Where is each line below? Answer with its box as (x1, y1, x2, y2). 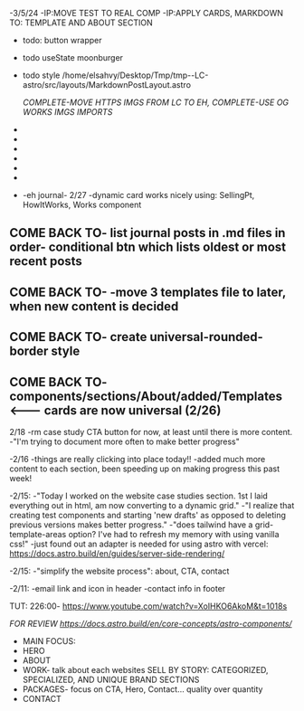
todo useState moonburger (22, 52, 124, 62)
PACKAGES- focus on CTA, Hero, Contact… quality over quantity (22, 683, 263, 695)
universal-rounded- (148, 329, 264, 345)
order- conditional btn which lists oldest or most (9, 240, 287, 255)
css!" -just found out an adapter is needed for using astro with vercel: (9, 538, 269, 549)
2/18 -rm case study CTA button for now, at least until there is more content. (9, 426, 293, 437)
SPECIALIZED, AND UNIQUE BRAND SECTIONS (22, 674, 200, 685)
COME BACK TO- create (9, 329, 147, 345)
